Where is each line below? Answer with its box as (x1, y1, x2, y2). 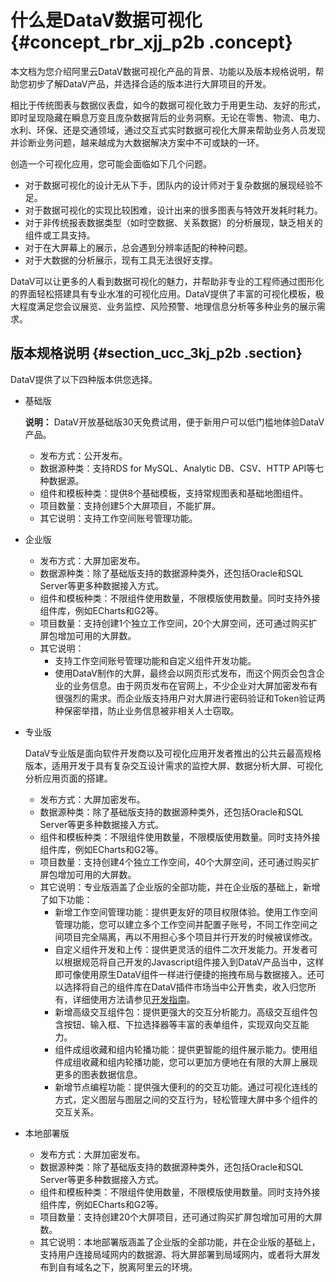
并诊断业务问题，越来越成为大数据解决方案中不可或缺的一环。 (10, 136, 265, 148)
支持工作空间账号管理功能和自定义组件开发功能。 (54, 654, 257, 666)
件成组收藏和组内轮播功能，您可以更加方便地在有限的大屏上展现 (54, 1056, 318, 1068)
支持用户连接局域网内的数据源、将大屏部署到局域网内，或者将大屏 (39, 1248, 312, 1260)
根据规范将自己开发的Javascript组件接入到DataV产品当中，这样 (63, 956, 325, 968)
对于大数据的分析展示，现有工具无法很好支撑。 (24, 254, 218, 266)
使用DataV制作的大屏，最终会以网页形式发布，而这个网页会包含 (54, 667, 317, 679)
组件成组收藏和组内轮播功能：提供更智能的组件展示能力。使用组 (54, 1043, 318, 1055)
